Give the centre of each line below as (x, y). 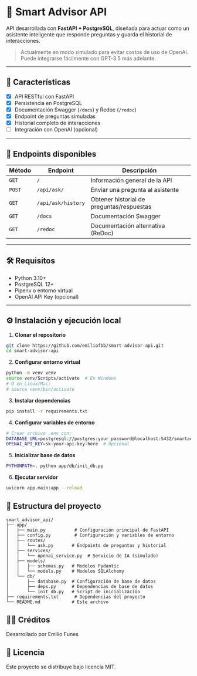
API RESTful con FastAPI (44, 96)
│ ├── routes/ (26, 540)
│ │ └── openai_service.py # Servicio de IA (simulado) (82, 556)
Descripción (140, 170)
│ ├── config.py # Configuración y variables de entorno (90, 535)
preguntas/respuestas (121, 207)
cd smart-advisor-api (33, 351)
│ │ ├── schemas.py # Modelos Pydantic (62, 566)
